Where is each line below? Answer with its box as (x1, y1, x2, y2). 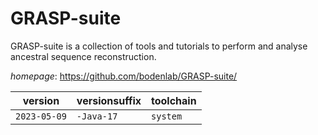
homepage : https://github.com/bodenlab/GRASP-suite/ (10, 70, 238, 82)
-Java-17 (76, 110, 118, 122)
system (151, 110, 183, 122)
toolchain (151, 93, 197, 107)
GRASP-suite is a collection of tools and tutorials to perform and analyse (10, 40, 308, 52)
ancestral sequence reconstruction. (10, 50, 157, 62)
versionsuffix (76, 93, 142, 107)
